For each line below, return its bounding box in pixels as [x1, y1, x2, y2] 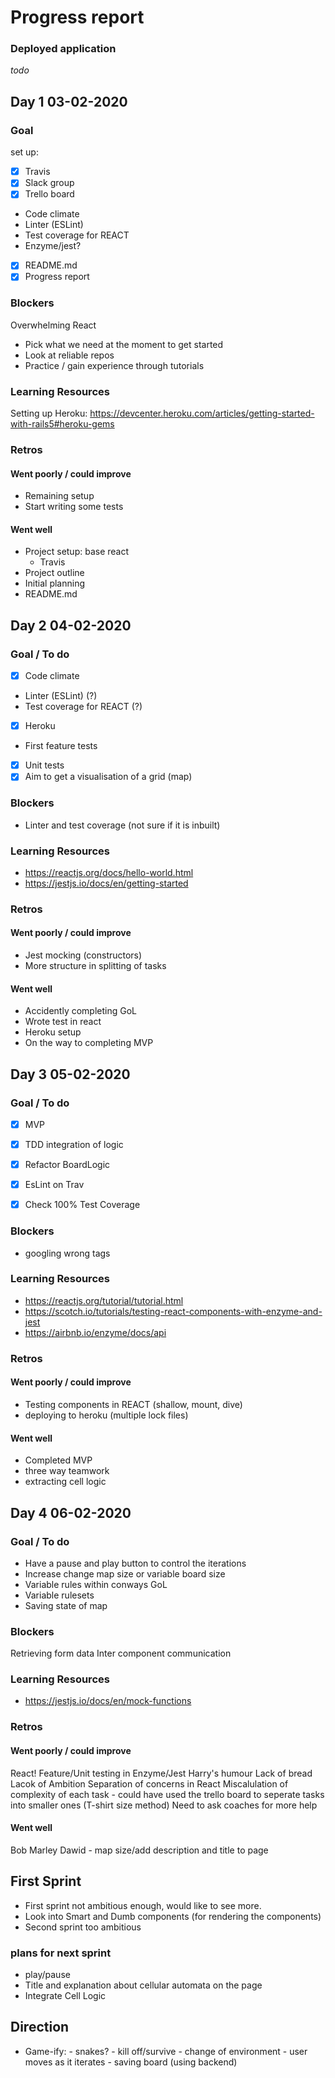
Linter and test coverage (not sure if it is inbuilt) [24, 819, 221, 831]
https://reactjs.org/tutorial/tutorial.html [24, 1294, 184, 1306]
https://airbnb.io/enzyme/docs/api [24, 1326, 167, 1338]
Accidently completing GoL [24, 1005, 137, 1017]
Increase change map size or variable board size [24, 1567, 226, 1580]
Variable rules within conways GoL [24, 1578, 168, 1590]
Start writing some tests [24, 501, 124, 513]
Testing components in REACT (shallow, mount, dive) [24, 1398, 243, 1410]
